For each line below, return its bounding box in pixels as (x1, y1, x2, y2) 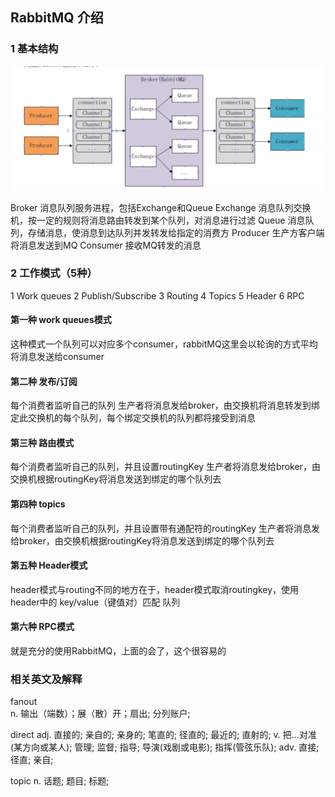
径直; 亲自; (10, 754, 54, 766)
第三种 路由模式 (10, 436, 75, 448)
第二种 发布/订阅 (10, 375, 78, 387)
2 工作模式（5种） (10, 266, 98, 280)
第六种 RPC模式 (10, 621, 75, 633)
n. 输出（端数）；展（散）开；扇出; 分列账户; (10, 708, 191, 720)
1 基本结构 (10, 42, 59, 56)
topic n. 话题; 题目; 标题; (10, 775, 110, 787)
